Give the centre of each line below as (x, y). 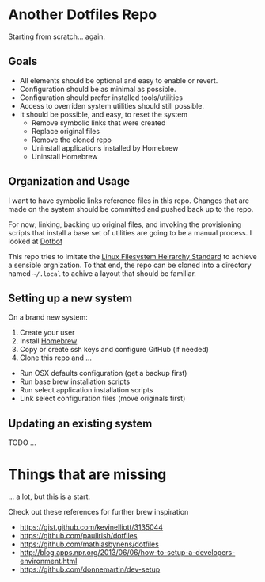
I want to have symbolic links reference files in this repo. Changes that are (129, 201)
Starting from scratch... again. (57, 36)
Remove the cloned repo (72, 140)
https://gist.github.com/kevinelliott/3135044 (91, 527)
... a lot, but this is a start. (49, 496)
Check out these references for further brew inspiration (98, 512)
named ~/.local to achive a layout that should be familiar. (102, 273)
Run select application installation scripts (86, 390)
